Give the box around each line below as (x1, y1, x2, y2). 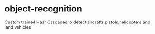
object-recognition (4, 3, 82, 14)
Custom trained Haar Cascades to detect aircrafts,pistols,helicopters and (4, 19, 151, 25)
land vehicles (4, 24, 31, 30)
